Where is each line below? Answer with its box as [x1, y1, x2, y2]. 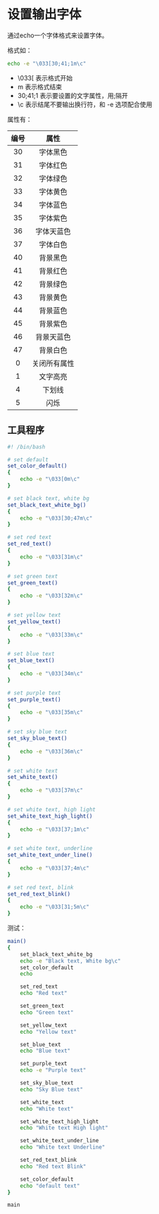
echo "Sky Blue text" [20, 1086, 83, 1093]
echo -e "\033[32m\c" [20, 592, 83, 599]
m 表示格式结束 [17, 82, 62, 91]
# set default [7, 456, 49, 463]
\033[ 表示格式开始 [17, 73, 73, 82]
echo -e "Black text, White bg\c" [20, 957, 121, 965]
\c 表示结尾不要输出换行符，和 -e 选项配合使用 [17, 100, 153, 108]
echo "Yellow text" [20, 1028, 77, 1035]
